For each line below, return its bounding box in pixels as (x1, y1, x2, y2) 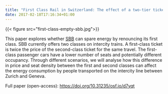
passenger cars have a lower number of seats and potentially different (16, 51, 161, 58)
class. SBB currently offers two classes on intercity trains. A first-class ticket (5, 41, 163, 47)
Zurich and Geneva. (5, 73, 46, 79)
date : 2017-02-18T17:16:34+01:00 (5, 12, 75, 17)
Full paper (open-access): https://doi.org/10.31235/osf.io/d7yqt (5, 82, 135, 88)
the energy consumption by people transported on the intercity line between (5, 67, 162, 73)
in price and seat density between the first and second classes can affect (5, 62, 156, 68)
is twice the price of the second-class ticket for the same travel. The (5, 46, 146, 52)
